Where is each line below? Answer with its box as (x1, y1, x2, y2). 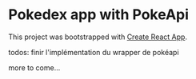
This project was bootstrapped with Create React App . (8, 32, 188, 41)
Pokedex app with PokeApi (8, 6, 190, 24)
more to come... (8, 62, 61, 73)
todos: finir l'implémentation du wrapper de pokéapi (8, 47, 179, 57)
